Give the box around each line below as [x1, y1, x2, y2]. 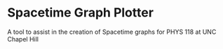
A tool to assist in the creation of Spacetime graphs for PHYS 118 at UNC [7, 28, 217, 36]
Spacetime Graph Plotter [7, 5, 154, 21]
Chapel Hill [7, 35, 39, 43]
